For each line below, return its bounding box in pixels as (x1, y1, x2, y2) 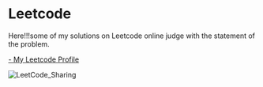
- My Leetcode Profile (8, 55, 80, 64)
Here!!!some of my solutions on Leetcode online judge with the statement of (8, 31, 255, 40)
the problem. (8, 39, 50, 48)
